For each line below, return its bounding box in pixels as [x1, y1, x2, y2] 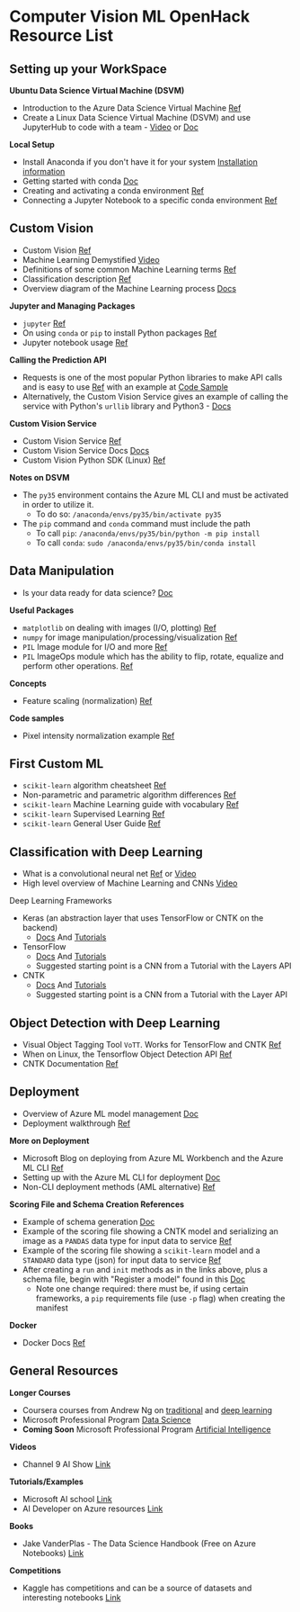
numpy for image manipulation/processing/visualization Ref [22, 632, 238, 643]
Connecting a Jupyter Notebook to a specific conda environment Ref [22, 195, 278, 205]
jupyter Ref [22, 318, 66, 329]
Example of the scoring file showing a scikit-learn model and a [22, 1245, 260, 1256]
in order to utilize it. [22, 499, 94, 509]
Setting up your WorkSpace [9, 61, 168, 77]
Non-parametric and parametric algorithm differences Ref [22, 789, 236, 800]
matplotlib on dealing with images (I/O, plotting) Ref [22, 622, 217, 633]
